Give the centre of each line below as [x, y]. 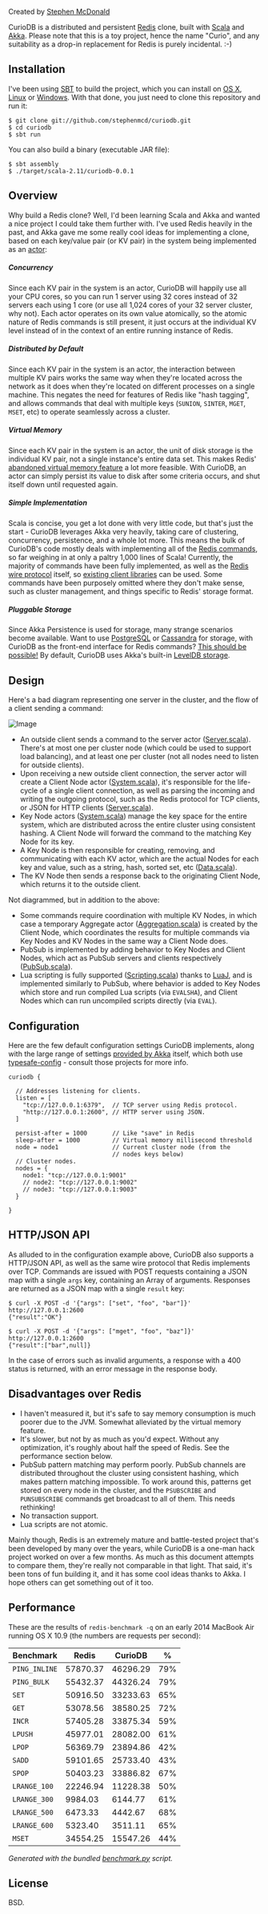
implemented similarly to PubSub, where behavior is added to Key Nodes [140, 984]
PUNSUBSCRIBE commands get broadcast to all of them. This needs [128, 1498]
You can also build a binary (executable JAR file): [89, 149]
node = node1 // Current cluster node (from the [123, 1148]
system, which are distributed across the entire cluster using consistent [138, 825]
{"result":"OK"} [35, 1317]
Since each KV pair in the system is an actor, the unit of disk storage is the [131, 450]
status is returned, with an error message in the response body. [113, 1368]
